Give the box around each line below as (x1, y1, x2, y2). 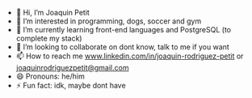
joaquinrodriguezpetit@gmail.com (15, 63, 129, 72)
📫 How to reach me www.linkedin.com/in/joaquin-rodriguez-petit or (15, 51, 244, 61)
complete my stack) (15, 33, 82, 43)
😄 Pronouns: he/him (15, 71, 85, 81)
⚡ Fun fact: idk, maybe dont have (15, 81, 127, 90)
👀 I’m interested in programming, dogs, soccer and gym (15, 16, 202, 26)
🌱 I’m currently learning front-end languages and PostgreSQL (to (15, 25, 232, 34)
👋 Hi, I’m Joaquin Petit (15, 8, 90, 17)
